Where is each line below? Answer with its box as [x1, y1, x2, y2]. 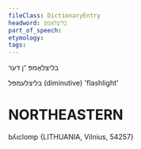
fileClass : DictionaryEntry [8, 11, 101, 20]
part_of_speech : [8, 26, 62, 34]
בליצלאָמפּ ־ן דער [8, 63, 59, 72]
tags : [8, 41, 26, 49]
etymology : [8, 33, 44, 42]
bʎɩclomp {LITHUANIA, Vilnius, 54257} [8, 132, 135, 142]
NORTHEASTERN [8, 106, 124, 124]
